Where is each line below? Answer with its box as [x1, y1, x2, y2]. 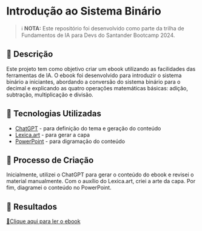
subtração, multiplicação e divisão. [6, 91, 94, 98]
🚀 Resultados [6, 201, 58, 212]
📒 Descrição [6, 49, 53, 59]
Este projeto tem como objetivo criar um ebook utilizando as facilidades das [6, 65, 196, 72]
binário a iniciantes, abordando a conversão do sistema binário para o [6, 78, 181, 85]
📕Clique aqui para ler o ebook [6, 218, 81, 225]
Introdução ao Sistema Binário [6, 4, 162, 18]
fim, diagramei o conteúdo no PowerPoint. [6, 184, 112, 192]
